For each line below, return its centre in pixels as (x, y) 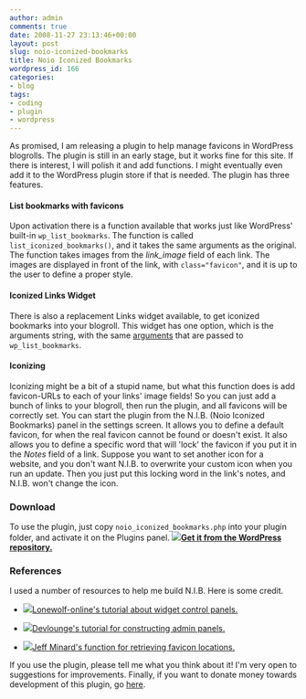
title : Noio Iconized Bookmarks (71, 60)
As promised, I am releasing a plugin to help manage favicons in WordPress (152, 146)
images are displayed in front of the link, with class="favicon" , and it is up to (153, 265)
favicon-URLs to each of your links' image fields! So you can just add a (143, 396)
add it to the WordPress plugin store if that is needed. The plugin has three (150, 175)
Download (33, 506)
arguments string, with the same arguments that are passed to (127, 335)
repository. (31, 547)
